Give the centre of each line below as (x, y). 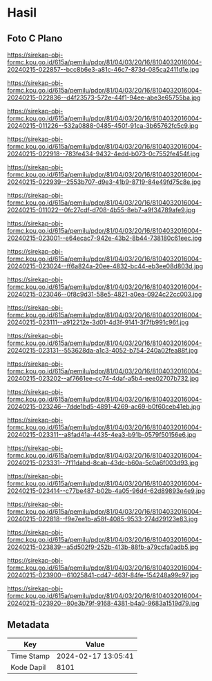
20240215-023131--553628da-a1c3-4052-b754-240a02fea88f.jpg (103, 350)
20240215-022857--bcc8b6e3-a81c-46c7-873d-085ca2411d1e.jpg (103, 69)
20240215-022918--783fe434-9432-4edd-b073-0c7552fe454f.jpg (104, 154)
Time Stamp (30, 656)
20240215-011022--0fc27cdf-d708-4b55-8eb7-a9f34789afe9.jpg (101, 210)
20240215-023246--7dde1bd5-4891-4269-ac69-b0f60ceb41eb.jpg (104, 407)
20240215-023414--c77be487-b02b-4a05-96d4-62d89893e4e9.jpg (106, 491)
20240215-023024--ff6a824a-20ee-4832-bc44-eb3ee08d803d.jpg (105, 266)
